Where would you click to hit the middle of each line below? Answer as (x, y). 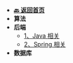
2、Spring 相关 (45, 44)
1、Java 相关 (42, 36)
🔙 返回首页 (29, 10)
